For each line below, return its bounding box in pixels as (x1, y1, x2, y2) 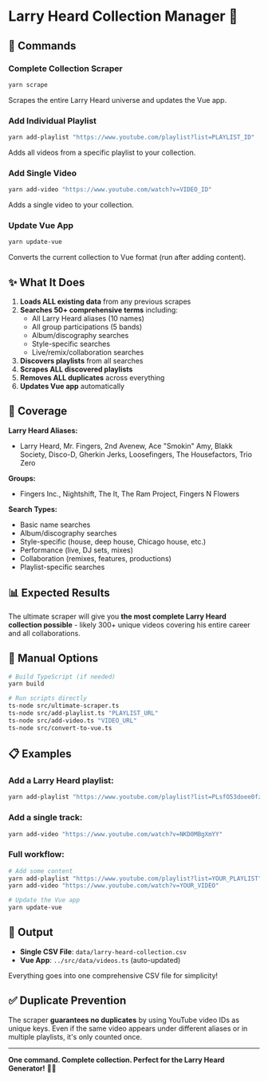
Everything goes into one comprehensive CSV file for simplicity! (8, 970, 218, 980)
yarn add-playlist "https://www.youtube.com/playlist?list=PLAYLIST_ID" (8, 133, 255, 142)
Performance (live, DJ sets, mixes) (19, 545, 134, 555)
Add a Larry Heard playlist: (8, 775, 114, 786)
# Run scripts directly (8, 694, 88, 702)
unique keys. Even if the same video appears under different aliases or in (8, 1024, 248, 1033)
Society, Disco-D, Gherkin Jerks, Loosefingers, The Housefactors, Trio (19, 450, 253, 459)
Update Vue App (8, 220, 74, 231)
